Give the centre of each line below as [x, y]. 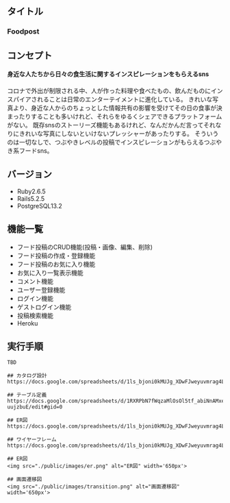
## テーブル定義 [27, 395]
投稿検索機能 [35, 315]
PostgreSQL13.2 [40, 206]
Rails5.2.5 [31, 198]
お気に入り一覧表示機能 [50, 273]
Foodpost [23, 32]
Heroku [27, 323]
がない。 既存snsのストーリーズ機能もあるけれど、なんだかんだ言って [105, 125]
